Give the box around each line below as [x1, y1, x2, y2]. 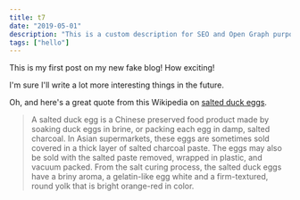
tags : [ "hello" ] [9, 37, 70, 47]
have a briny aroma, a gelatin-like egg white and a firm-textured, [30, 171, 269, 182]
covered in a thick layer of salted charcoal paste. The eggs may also [30, 143, 283, 154]
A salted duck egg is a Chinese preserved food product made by [30, 114, 270, 125]
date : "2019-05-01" [9, 21, 82, 30]
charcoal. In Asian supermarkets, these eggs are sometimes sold [30, 133, 270, 144]
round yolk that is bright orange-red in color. [30, 180, 195, 192]
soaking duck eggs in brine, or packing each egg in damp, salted [30, 124, 271, 135]
